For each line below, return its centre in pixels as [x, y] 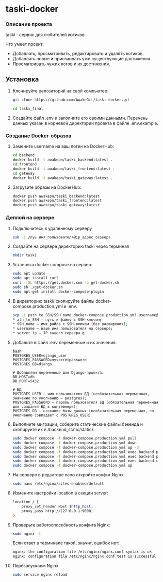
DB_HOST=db [24, 377]
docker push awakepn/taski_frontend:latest [57, 200]
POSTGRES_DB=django [32, 364]
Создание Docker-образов [39, 136]
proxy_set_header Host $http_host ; [57, 506]
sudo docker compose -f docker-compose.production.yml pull [74, 438]
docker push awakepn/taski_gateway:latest [56, 205]
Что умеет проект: [25, 44]
